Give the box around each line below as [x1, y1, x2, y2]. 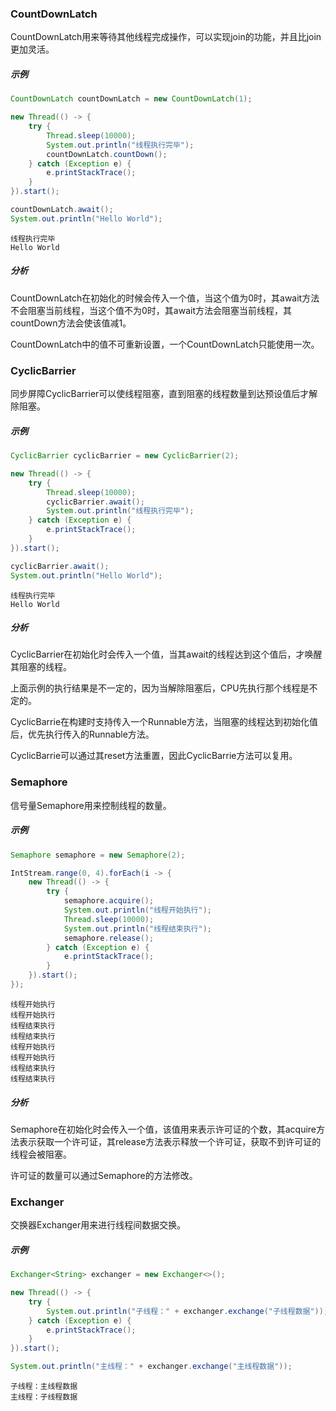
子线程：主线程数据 [10, 1382, 78, 1392]
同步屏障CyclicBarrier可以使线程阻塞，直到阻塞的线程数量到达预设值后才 [10, 388, 310, 400]
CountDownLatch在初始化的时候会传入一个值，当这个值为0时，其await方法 [10, 292, 320, 304]
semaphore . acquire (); [63, 896, 155, 906]
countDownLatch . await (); [10, 205, 114, 215]
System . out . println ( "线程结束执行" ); [63, 923, 212, 934]
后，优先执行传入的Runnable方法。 [10, 728, 155, 741]
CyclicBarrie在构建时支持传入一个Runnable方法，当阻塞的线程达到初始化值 [10, 716, 318, 728]
